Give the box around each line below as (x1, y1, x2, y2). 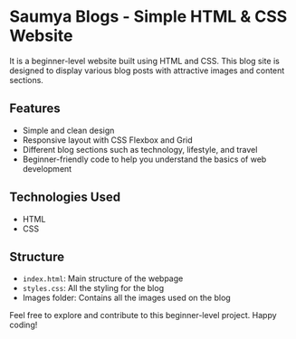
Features (9, 101, 61, 117)
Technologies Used (9, 190, 120, 205)
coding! (9, 319, 38, 331)
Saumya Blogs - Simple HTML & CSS (9, 6, 288, 27)
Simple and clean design (22, 125, 115, 136)
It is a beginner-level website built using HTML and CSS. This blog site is (9, 55, 281, 66)
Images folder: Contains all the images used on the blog (22, 292, 231, 304)
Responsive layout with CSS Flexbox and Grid (22, 134, 193, 146)
